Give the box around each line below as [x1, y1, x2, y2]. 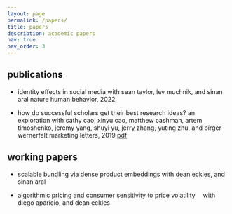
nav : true [7, 36, 36, 44]
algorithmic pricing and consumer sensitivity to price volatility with [17, 191, 216, 199]
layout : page [7, 10, 46, 18]
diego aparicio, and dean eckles [17, 198, 111, 207]
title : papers [7, 23, 49, 30]
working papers [7, 152, 79, 163]
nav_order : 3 [7, 43, 46, 50]
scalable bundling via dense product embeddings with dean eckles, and [17, 170, 226, 178]
